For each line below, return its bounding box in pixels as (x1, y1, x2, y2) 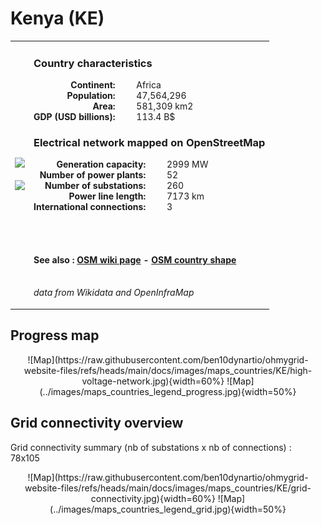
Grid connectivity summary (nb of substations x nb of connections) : (10, 441, 292, 453)
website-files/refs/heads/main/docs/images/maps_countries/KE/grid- (24, 482, 312, 494)
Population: (66, 89, 116, 101)
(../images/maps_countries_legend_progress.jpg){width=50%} (39, 385, 297, 397)
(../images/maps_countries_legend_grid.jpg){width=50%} (49, 503, 287, 515)
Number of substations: (44, 180, 147, 192)
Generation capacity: (56, 158, 147, 171)
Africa (136, 78, 162, 91)
